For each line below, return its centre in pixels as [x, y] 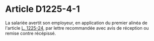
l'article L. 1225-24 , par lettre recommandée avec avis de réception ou [77, 28]
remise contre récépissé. [31, 33]
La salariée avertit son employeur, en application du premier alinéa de [76, 23]
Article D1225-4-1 [43, 9]
